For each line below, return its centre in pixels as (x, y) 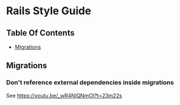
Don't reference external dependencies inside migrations (90, 82)
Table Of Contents (41, 33)
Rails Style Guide (49, 11)
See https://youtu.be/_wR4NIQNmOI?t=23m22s (64, 96)
